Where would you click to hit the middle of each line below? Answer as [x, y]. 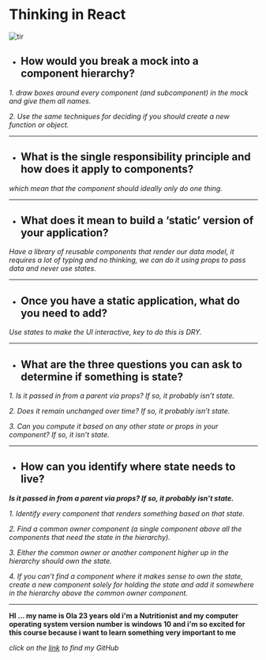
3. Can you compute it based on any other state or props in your [114, 426]
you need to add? [64, 313]
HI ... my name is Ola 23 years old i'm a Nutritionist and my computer [124, 615]
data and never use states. [53, 268]
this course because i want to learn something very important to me [122, 632]
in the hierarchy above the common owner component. [99, 593]
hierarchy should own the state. [61, 561]
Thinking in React [67, 15]
